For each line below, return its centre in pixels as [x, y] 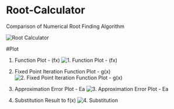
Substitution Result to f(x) [45, 100]
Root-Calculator [46, 10]
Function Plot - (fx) [37, 60]
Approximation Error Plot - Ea [50, 89]
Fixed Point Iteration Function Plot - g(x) [62, 71]
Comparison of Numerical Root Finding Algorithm [65, 26]
